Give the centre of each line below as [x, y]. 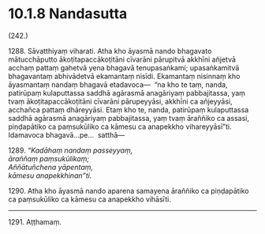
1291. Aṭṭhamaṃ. [35, 221]
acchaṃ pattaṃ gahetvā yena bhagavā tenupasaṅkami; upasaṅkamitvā [124, 67]
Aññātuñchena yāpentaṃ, [50, 167]
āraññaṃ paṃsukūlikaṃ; [49, 158]
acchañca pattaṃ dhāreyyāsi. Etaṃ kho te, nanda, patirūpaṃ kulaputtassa [129, 109]
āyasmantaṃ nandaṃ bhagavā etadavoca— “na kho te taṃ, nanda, [118, 85]
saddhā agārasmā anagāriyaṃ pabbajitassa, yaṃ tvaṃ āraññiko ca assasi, [129, 118]
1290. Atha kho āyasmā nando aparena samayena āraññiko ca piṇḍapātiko [129, 191]
